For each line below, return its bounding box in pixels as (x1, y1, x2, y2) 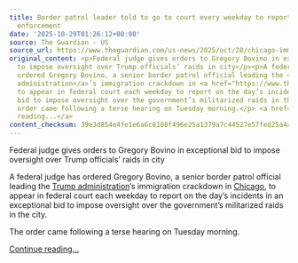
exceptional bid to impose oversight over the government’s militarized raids (9, 200, 284, 210)
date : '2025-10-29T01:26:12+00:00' (9, 29, 141, 38)
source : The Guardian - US (9, 37, 109, 47)
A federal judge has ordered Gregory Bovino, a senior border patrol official (9, 171, 281, 182)
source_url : (9, 46, 53, 55)
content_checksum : (9, 121, 77, 130)
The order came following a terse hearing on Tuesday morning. (9, 227, 240, 236)
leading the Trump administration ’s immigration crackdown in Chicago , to (9, 181, 277, 191)
